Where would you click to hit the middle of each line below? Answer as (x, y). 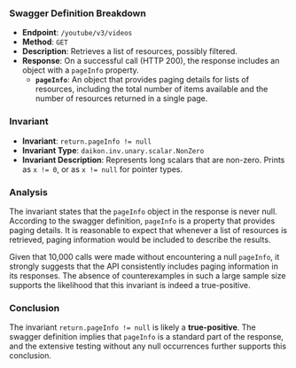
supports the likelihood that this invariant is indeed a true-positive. (130, 285)
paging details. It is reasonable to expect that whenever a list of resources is (148, 230)
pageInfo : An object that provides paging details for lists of (142, 80)
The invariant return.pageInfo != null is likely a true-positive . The (133, 327)
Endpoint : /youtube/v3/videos (77, 33)
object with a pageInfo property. (80, 70)
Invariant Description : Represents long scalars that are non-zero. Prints (153, 160)
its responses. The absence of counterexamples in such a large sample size (148, 275)
